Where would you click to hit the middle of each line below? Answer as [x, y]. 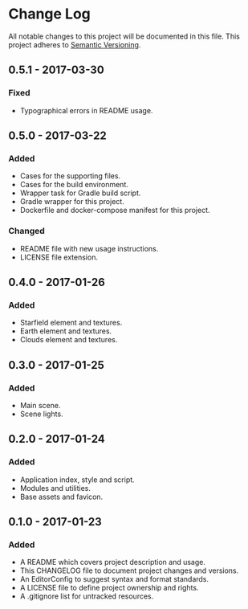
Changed [27, 231]
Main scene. [40, 405]
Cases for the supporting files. [70, 176]
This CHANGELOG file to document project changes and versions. [129, 570]
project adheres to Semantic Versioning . [75, 44]
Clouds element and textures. [69, 340]
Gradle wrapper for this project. [72, 202]
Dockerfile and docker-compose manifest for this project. [115, 210]
